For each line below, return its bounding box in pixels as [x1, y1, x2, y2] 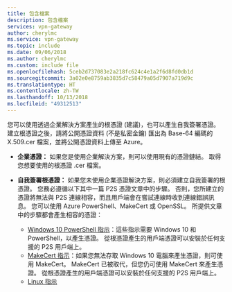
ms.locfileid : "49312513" [7, 101, 82, 108]
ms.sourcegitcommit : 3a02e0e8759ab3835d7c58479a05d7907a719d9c [7, 74, 194, 82]
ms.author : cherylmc [7, 55, 67, 62]
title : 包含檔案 [7, 10, 50, 17]
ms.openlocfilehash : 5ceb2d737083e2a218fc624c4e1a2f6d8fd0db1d [7, 68, 194, 75]
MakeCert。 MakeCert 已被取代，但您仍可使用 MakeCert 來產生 [35, 259, 217, 268]
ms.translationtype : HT [7, 81, 76, 88]
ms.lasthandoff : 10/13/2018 [7, 94, 89, 101]
